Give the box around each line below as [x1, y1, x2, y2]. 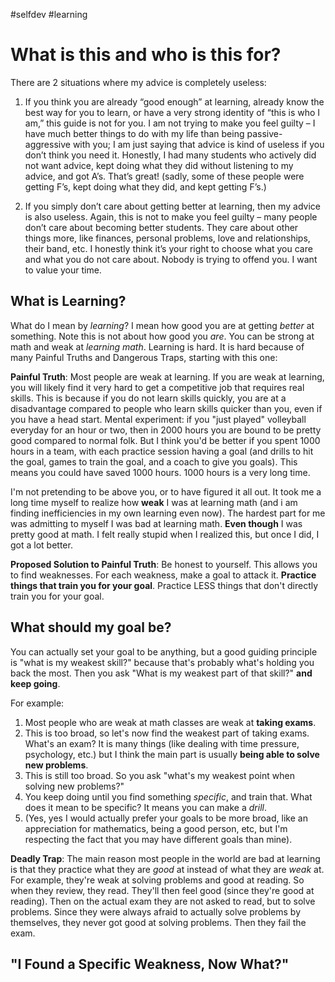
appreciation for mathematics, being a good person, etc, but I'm [24, 822, 288, 834]
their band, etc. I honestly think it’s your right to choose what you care [24, 242, 313, 254]
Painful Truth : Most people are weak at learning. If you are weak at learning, [10, 370, 325, 383]
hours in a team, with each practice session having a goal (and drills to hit [10, 445, 314, 457]
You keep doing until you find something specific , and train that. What [24, 790, 313, 803]
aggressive [24, 138, 71, 150]
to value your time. [24, 264, 102, 276]
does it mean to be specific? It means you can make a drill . [24, 801, 267, 813]
